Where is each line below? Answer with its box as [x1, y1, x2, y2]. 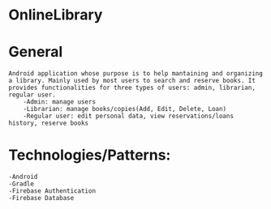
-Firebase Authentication [8, 187, 96, 195]
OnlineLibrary [8, 6, 103, 24]
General [8, 43, 63, 62]
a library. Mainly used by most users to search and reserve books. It [8, 77, 256, 85]
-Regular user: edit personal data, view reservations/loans [23, 112, 234, 121]
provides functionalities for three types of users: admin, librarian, [8, 83, 256, 92]
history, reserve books [8, 119, 89, 127]
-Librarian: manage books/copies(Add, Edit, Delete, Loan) [23, 105, 227, 113]
